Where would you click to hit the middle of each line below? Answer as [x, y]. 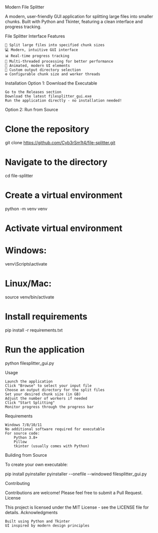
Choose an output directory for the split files [55, 390]
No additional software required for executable [55, 429]
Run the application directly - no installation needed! [64, 100]
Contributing [17, 483]
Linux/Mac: [28, 284]
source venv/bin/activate [30, 297]
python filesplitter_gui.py [29, 363]
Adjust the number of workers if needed [46, 398]
